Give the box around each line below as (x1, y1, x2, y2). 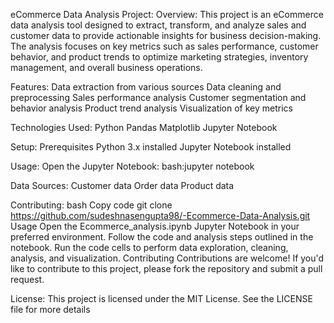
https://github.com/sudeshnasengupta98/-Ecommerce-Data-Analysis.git (10, 210, 311, 221)
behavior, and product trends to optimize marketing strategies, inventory (10, 51, 309, 63)
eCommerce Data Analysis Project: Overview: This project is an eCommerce (10, 9, 324, 20)
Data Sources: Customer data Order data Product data (10, 180, 235, 191)
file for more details (10, 304, 91, 315)
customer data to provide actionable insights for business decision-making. (10, 30, 322, 41)
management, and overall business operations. (10, 62, 203, 73)
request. (10, 274, 45, 285)
